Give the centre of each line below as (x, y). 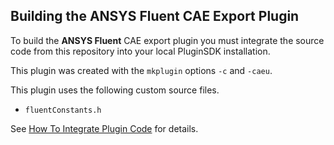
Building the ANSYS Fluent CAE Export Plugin (155, 16)
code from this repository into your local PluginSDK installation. (140, 51)
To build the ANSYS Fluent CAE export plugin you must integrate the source (167, 40)
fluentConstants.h (63, 110)
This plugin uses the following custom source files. (115, 90)
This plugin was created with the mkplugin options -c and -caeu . (141, 70)
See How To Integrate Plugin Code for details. (104, 128)
